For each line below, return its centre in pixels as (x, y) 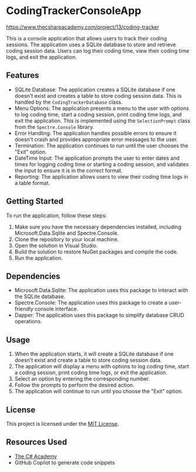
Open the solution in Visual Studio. (56, 245)
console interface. (56, 309)
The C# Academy (36, 456)
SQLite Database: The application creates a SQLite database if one (95, 90)
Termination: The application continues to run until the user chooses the (101, 145)
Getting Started (35, 201)
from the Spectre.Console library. (54, 126)
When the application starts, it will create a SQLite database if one (94, 354)
